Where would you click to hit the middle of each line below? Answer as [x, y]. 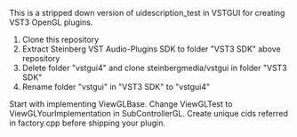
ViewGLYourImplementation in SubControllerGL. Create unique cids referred [149, 113]
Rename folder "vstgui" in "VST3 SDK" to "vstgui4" [116, 87]
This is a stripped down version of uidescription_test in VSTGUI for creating [147, 13]
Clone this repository [60, 40]
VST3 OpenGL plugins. [51, 22]
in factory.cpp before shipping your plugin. [88, 123]
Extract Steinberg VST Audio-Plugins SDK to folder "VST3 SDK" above [152, 49]
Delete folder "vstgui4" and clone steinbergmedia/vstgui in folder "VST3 [154, 68]
